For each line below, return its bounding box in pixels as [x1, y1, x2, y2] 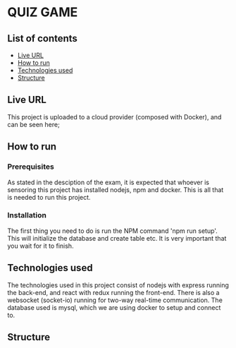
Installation [7, 210, 47, 220]
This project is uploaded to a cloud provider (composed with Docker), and [7, 112, 222, 121]
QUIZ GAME [7, 4, 78, 20]
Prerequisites [7, 162, 54, 172]
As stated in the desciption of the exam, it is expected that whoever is [7, 178, 210, 186]
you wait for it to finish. [7, 241, 74, 250]
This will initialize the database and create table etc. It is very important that [7, 234, 227, 242]
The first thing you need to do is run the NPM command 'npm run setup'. [7, 227, 218, 235]
